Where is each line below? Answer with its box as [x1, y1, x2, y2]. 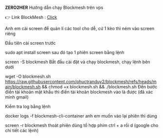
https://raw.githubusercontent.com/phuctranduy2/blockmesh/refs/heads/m [5, 79, 157, 85]
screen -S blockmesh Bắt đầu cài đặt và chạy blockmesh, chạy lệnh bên [5, 59, 150, 65]
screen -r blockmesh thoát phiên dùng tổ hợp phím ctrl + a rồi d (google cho [5, 122, 159, 128]
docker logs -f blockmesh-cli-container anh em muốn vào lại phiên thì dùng [5, 113, 157, 119]
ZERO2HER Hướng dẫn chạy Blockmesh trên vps [5, 5, 103, 10]
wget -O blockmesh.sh [5, 73, 51, 79]
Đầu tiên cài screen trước [5, 40, 56, 46]
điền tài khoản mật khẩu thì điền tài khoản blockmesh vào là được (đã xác [5, 89, 153, 95]
